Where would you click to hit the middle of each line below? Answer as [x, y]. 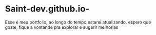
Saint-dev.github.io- [47, 9]
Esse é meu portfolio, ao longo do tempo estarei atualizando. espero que [78, 22]
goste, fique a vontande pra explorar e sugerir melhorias [62, 27]
